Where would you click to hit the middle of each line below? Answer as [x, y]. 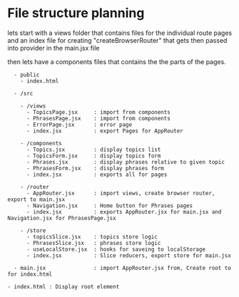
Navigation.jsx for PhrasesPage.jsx [62, 218]
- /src [24, 93]
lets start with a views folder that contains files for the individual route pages [120, 33]
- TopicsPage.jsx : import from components [98, 112]
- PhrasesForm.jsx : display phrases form [95, 168]
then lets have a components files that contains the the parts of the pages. [117, 61]
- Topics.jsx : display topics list [93, 150]
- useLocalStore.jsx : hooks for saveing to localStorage [116, 249]
